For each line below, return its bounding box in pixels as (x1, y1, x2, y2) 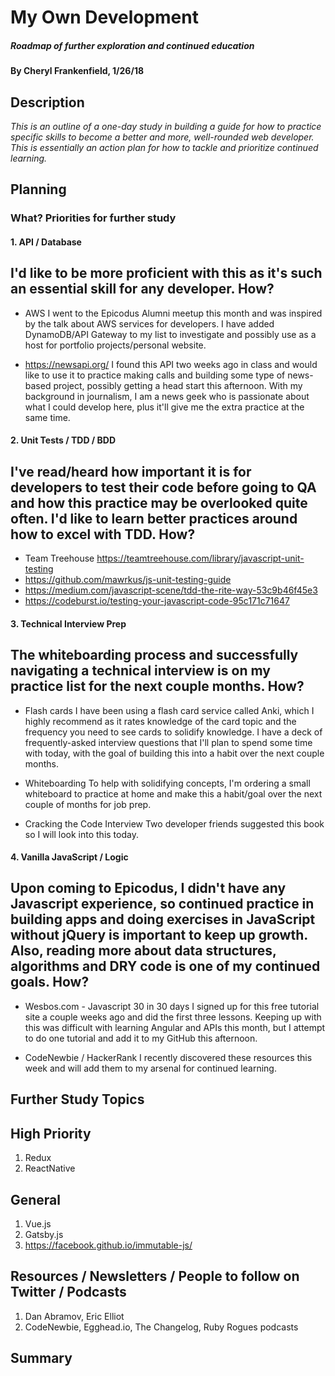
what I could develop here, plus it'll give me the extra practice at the (24, 401, 305, 413)
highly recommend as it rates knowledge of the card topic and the (24, 715, 297, 727)
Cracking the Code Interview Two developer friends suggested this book (24, 817, 325, 830)
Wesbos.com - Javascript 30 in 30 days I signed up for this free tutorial (24, 1000, 320, 1012)
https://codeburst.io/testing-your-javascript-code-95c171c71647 (24, 595, 290, 607)
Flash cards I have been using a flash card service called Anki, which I (24, 704, 315, 716)
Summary (10, 1350, 73, 1367)
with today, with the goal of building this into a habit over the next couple (24, 747, 325, 759)
